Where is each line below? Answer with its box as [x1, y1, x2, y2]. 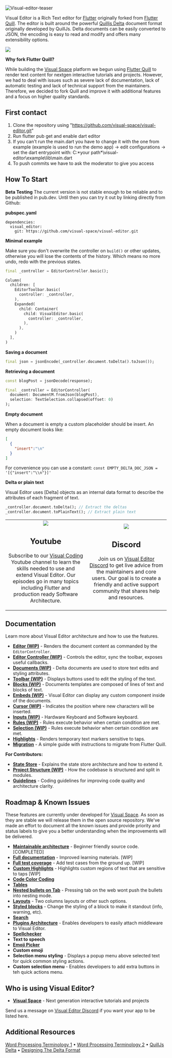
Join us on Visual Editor [98, 555, 155, 562]
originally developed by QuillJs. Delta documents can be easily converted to [5, 26, 166, 32]
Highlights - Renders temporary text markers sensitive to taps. [12, 736, 145, 742]
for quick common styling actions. [12, 958, 85, 964]
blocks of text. [12, 686, 44, 693]
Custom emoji [12, 947, 44, 953]
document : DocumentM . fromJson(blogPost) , [10, 392, 100, 398]
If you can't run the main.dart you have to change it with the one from [12, 138, 160, 144]
